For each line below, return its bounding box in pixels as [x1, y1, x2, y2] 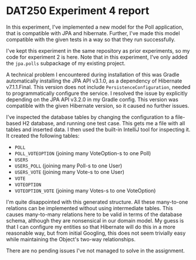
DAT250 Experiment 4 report [6, 4, 150, 18]
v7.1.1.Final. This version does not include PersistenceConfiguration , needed [6, 83, 191, 90]
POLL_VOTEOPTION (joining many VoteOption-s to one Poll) [14, 149, 151, 156]
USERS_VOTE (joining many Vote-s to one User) [14, 168, 125, 175]
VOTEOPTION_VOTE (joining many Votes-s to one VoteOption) [14, 187, 156, 194]
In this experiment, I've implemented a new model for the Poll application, [6, 23, 184, 30]
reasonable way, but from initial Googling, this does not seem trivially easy [6, 230, 186, 237]
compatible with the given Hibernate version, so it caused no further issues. [6, 102, 190, 109]
